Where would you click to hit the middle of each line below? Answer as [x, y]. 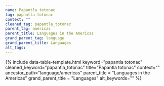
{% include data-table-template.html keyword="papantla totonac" [74, 62]
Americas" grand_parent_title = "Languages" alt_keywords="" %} [73, 78]
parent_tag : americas [28, 29]
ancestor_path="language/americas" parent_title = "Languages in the [78, 73]
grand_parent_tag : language [35, 38]
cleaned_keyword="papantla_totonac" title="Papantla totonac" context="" [83, 67]
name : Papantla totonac [30, 10]
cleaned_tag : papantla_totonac [38, 24]
